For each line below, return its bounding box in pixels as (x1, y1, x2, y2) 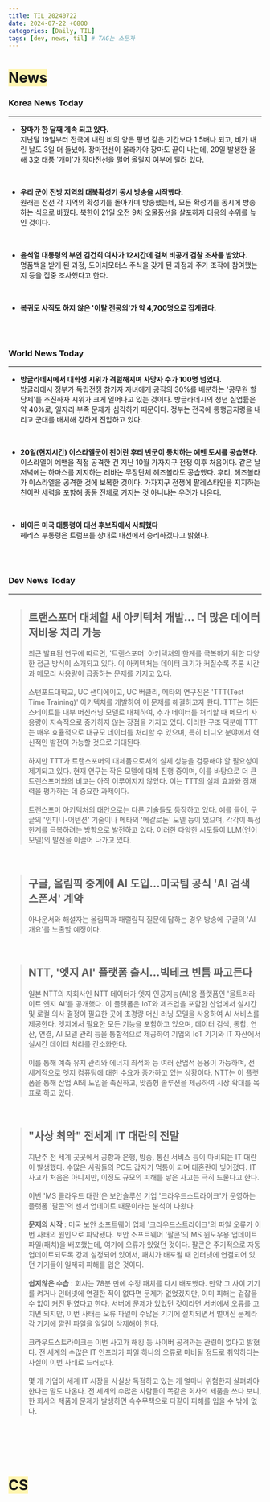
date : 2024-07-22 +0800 (8, 19, 88, 27)
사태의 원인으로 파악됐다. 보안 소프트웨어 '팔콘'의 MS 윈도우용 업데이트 (36, 1229, 258, 1239)
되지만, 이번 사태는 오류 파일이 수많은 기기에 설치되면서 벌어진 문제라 (43, 1308, 258, 1318)
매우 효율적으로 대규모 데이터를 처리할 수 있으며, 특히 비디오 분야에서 (36, 727, 252, 737)
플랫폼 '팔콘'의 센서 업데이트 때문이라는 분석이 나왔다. (27, 1200, 196, 1211)
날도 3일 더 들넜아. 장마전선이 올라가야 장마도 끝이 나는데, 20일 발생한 (28, 144, 247, 154)
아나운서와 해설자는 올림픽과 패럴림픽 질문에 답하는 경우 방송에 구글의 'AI (27, 914, 256, 924)
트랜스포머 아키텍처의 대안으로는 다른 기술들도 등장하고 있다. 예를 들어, (27, 805, 249, 815)
